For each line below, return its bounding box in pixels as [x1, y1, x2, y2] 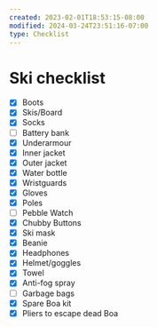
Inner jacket [21, 148, 66, 158]
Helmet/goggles [21, 258, 82, 268]
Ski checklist [9, 68, 106, 88]
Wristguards [21, 177, 67, 187]
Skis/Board [21, 108, 63, 118]
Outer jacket [21, 157, 67, 168]
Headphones [21, 248, 69, 259]
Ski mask [21, 227, 56, 238]
